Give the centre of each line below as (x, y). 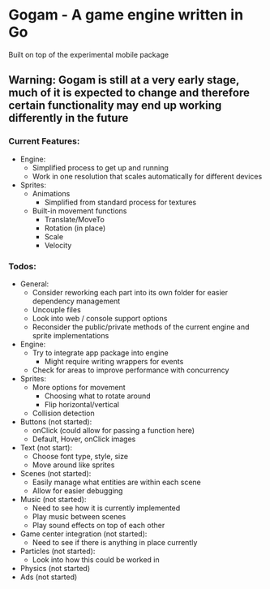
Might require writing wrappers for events (114, 361)
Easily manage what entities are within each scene (116, 482)
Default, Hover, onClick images (84, 439)
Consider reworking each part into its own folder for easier (130, 292)
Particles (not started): (58, 551)
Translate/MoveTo (75, 219)
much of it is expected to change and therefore (129, 93)
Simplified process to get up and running (100, 167)
